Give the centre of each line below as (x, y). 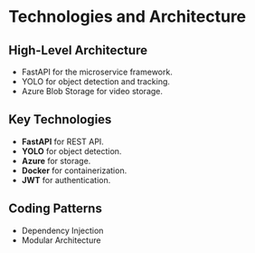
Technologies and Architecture (127, 17)
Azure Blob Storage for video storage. (92, 91)
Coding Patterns (56, 209)
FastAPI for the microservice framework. (97, 72)
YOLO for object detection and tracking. (96, 82)
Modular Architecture (61, 240)
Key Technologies (60, 120)
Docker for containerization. (74, 170)
